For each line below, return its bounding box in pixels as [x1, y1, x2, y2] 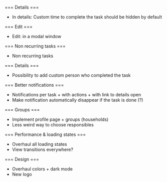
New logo [12, 171, 32, 177]
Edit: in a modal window [12, 34, 61, 39]
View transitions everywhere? [12, 146, 74, 152]
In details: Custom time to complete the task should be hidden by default [12, 14, 162, 20]
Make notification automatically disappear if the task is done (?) [12, 97, 143, 103]
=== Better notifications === [5, 82, 64, 88]
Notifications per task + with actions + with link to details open [12, 92, 141, 97]
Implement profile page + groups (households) [12, 116, 109, 122]
